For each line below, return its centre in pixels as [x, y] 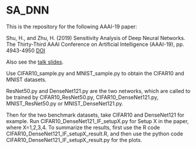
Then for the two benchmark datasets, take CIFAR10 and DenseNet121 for [95, 115]
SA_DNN [27, 10]
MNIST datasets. [27, 80]
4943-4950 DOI [26, 50]
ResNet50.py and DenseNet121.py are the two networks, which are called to [98, 91]
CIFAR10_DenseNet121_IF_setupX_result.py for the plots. [74, 140]
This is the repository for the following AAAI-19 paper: [72, 27]
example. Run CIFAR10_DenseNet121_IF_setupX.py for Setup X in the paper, [97, 121]
